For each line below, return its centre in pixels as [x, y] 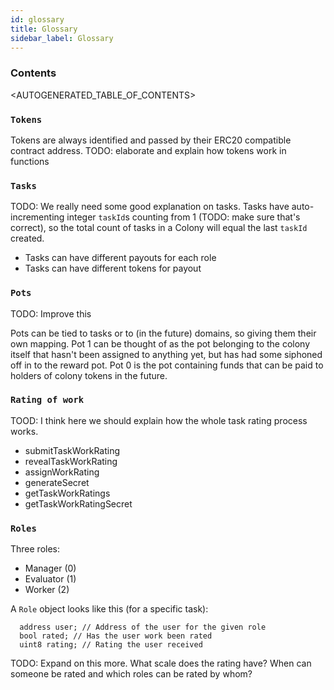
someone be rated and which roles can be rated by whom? [131, 674]
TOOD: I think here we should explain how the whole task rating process [159, 420]
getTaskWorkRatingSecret [78, 503]
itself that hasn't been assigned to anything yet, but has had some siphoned [166, 354]
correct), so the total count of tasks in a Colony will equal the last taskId [159, 228]
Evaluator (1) [50, 579]
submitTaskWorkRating [72, 450]
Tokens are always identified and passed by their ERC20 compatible [151, 140]
